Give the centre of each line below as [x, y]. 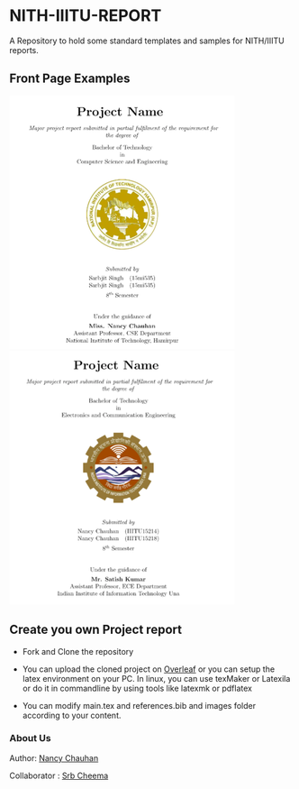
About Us [30, 739]
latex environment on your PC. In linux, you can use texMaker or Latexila [156, 678]
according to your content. [72, 715]
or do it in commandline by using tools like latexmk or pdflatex [137, 688]
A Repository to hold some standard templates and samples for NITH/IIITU [147, 41]
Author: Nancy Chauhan [54, 757]
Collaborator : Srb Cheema [59, 775]
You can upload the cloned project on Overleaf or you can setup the [149, 669]
